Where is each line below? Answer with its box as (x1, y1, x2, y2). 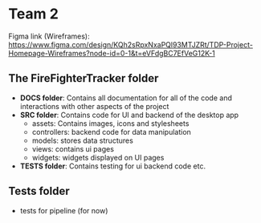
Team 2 (8, 5, 59, 23)
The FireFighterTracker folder (8, 71, 159, 85)
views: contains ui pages (31, 144, 115, 153)
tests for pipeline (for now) (19, 205, 108, 215)
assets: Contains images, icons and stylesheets (31, 118, 190, 128)
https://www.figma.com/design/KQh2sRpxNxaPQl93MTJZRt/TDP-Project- (8, 39, 253, 49)
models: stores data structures (31, 136, 134, 145)
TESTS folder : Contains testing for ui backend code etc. (19, 161, 206, 171)
